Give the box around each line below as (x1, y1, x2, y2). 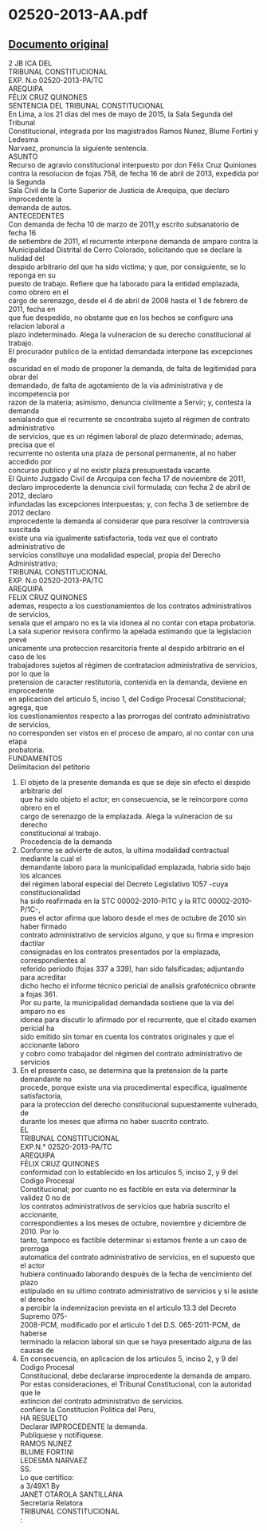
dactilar (19, 939, 45, 948)
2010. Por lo (19, 1227, 60, 1236)
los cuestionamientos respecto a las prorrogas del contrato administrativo (8, 712, 250, 720)
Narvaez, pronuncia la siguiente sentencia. (8, 144, 149, 152)
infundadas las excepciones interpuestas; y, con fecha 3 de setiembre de (8, 499, 249, 508)
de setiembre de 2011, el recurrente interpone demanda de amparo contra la (8, 237, 259, 246)
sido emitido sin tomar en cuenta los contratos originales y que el (19, 1032, 235, 1041)
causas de (19, 1346, 54, 1355)
